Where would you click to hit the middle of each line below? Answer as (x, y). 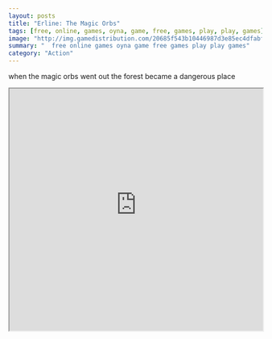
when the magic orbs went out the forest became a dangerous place (122, 76)
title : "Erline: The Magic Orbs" (64, 23)
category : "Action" (41, 53)
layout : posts (32, 16)
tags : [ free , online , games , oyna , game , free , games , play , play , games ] (136, 31)
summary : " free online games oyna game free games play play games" (129, 46)
